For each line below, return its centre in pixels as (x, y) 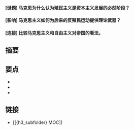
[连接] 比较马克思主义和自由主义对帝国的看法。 (54, 32)
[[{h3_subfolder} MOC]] (37, 122)
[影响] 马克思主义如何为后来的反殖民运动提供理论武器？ (63, 20)
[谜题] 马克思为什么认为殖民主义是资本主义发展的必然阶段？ (68, 8)
